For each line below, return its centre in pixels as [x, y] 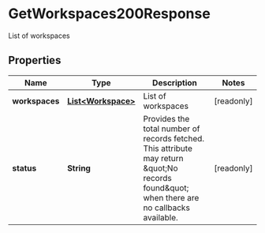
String [78, 168]
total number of [172, 129]
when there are [171, 197]
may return [163, 158]
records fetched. [174, 138]
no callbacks [167, 208]
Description [175, 82]
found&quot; [166, 188]
